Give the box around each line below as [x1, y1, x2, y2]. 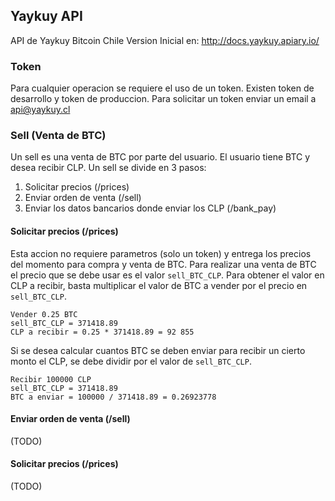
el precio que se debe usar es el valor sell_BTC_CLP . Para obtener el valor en [10, 269, 325, 281]
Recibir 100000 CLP [10, 374, 92, 384]
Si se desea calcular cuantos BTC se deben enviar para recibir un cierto [10, 344, 306, 356]
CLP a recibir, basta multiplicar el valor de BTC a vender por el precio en [10, 279, 308, 291]
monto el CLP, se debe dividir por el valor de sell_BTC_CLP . [10, 355, 252, 367]
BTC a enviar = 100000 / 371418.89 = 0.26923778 [10, 392, 217, 402]
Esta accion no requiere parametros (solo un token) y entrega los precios [10, 247, 312, 259]
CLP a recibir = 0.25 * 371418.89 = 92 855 [10, 327, 195, 337]
